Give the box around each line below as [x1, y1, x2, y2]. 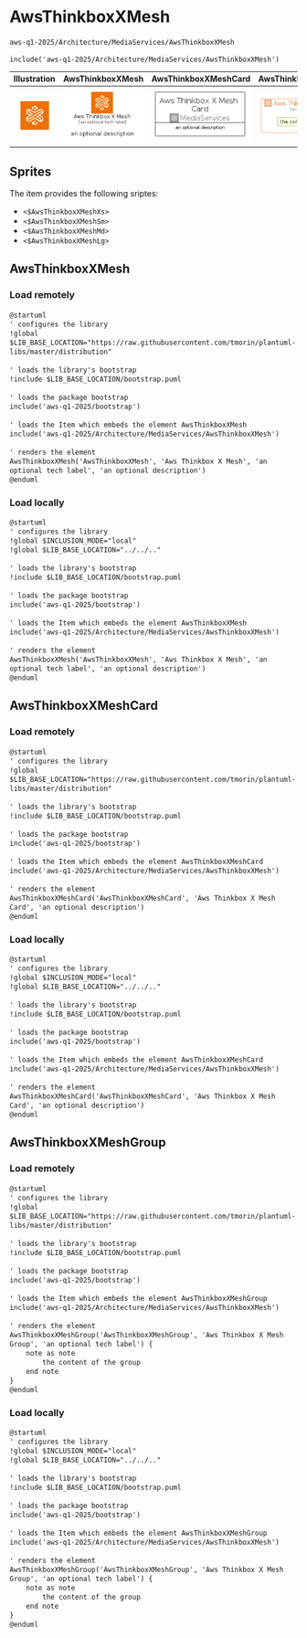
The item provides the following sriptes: [9, 187, 159, 198]
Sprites [9, 164, 52, 179]
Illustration [13, 73, 57, 84]
